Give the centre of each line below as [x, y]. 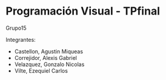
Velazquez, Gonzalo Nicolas [49, 64]
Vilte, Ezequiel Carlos [41, 70]
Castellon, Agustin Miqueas [48, 51]
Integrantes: [21, 39]
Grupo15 [16, 28]
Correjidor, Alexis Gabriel [45, 58]
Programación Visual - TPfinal [83, 11]
